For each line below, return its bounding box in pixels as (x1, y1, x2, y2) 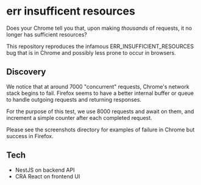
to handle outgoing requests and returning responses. (6, 96, 142, 103)
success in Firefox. (6, 132, 54, 139)
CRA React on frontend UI (15, 172, 80, 180)
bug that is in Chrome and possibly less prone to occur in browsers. (6, 49, 177, 56)
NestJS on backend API (15, 166, 75, 173)
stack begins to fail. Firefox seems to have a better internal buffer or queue (6, 89, 194, 97)
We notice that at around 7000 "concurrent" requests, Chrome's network (6, 83, 190, 90)
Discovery (6, 67, 46, 77)
